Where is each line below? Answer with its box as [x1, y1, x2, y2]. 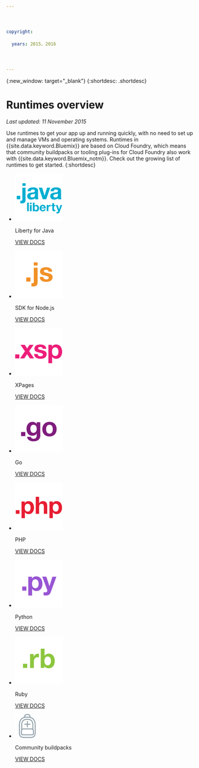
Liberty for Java [14, 227, 54, 234]
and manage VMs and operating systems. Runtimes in [6, 136, 139, 143]
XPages [14, 381, 35, 388]
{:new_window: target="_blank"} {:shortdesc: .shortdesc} [6, 77, 147, 84]
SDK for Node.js [14, 304, 55, 311]
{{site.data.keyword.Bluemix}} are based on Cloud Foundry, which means [6, 142, 186, 149]
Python [14, 613, 33, 620]
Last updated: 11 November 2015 [6, 118, 86, 125]
